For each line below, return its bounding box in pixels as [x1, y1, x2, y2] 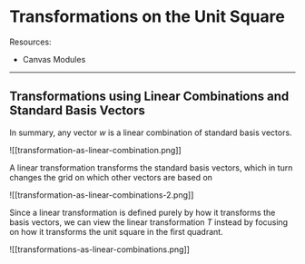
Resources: [9, 36, 52, 47]
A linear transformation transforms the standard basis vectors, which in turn [9, 161, 293, 173]
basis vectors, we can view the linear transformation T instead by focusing [9, 216, 289, 228]
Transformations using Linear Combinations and [9, 89, 290, 104]
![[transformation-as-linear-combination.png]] [9, 144, 182, 155]
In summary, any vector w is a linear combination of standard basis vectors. [9, 127, 292, 138]
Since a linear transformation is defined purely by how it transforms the [9, 207, 276, 218]
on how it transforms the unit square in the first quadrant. [9, 226, 224, 237]
